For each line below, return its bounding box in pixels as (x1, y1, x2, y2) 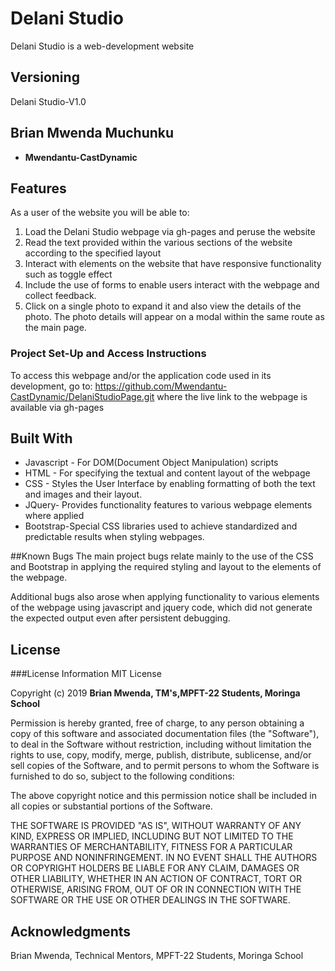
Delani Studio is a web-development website (10, 40, 195, 52)
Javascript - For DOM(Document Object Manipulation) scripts (24, 457, 279, 469)
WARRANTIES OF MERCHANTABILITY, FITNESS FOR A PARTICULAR (10, 841, 293, 853)
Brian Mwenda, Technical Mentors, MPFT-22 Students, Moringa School (10, 950, 304, 962)
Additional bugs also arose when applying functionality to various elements (10, 591, 320, 603)
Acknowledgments (10, 923, 132, 940)
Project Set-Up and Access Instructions (10, 347, 207, 361)
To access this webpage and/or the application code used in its (10, 369, 272, 381)
